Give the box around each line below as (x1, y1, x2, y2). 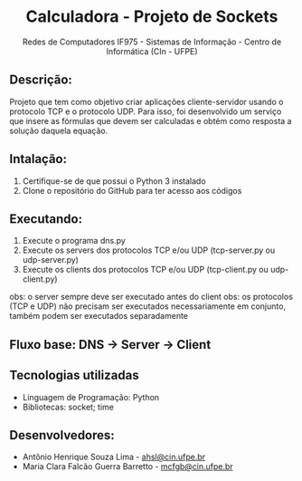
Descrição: (9, 72, 72, 88)
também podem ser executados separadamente (9, 311, 188, 322)
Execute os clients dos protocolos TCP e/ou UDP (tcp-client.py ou (22, 265, 269, 275)
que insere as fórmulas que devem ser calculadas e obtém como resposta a (9, 115, 292, 126)
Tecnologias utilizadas (9, 368, 139, 383)
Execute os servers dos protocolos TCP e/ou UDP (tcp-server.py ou (22, 245, 276, 255)
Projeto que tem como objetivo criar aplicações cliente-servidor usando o (9, 96, 284, 107)
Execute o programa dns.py (22, 236, 127, 246)
